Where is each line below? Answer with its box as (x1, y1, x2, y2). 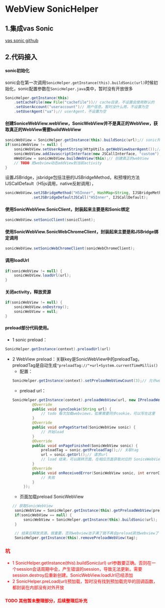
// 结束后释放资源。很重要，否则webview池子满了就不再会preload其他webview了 (14, 530, 159, 536)
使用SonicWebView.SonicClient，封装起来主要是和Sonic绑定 (5, 206, 130, 212)
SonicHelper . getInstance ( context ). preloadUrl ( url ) (5, 347, 111, 352)
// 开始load (41, 429, 64, 434)
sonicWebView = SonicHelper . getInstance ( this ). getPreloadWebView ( (14, 508, 154, 513)
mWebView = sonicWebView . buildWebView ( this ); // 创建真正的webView (14, 156, 149, 161)
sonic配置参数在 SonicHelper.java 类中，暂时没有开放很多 (18, 85, 133, 91)
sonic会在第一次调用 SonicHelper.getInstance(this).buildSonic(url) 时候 (5, 80, 154, 85)
